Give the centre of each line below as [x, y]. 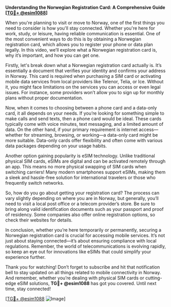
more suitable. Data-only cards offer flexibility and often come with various [84, 140]
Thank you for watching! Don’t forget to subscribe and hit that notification [83, 267]
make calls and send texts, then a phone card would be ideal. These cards [83, 119]
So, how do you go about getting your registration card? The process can [82, 193]
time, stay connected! [28, 289]
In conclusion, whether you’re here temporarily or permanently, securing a [83, 230]
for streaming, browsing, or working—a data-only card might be [91, 135]
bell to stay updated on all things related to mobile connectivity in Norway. [83, 272]
